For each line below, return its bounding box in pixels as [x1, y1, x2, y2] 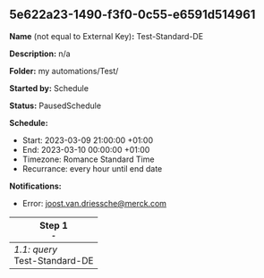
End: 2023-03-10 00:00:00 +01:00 [21, 144, 150, 155]
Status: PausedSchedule [9, 100, 101, 111]
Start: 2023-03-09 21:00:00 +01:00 [21, 134, 154, 146]
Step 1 [38, 219, 69, 232]
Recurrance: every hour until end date [21, 163, 163, 173]
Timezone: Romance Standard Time [21, 154, 155, 164]
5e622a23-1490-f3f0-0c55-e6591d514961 [9, 7, 256, 22]
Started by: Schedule [9, 82, 89, 93]
